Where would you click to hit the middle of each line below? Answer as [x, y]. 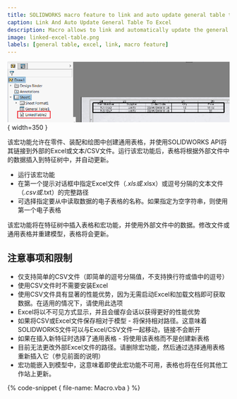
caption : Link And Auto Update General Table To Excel [90, 22]
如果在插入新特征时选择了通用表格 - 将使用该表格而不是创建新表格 [114, 338]
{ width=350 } [28, 127]
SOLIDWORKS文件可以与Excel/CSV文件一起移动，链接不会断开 [109, 329]
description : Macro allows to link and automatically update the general [118, 30]
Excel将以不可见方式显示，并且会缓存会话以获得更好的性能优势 [109, 311]
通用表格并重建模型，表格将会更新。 [60, 234]
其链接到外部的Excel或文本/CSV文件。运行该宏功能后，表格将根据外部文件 [115, 150]
